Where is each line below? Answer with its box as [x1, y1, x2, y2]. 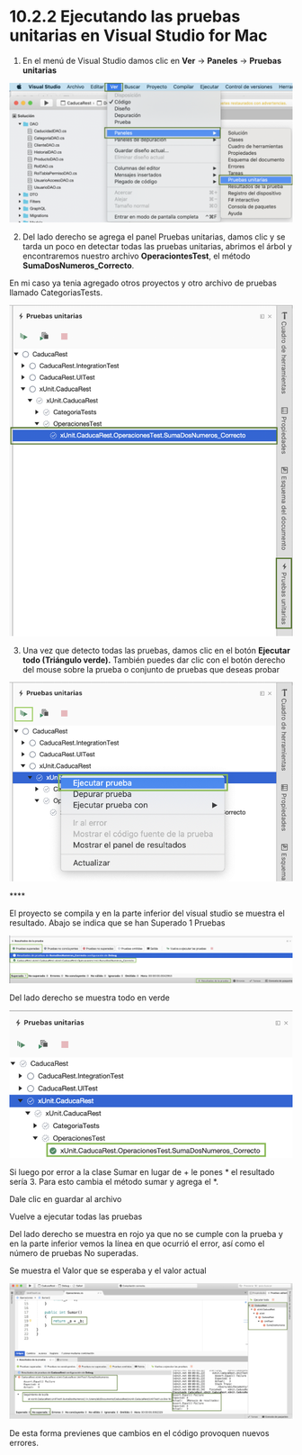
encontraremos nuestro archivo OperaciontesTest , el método [22, 250, 251, 261]
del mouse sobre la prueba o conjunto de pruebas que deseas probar [22, 664, 280, 674]
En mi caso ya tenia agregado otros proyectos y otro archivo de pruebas [9, 277, 277, 288]
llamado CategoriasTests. [9, 287, 103, 298]
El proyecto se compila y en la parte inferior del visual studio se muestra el [9, 908, 285, 918]
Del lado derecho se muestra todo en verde [9, 992, 171, 1003]
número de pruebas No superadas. [9, 1248, 139, 1259]
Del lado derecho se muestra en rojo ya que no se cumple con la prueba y [9, 1229, 283, 1240]
